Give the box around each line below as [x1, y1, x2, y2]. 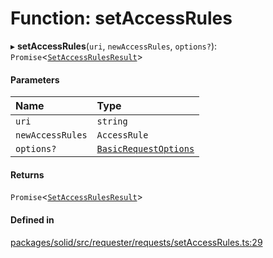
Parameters [10, 73, 60, 86]
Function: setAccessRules [10, 7, 233, 30]
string [96, 116, 128, 127]
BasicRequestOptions [96, 143, 195, 155]
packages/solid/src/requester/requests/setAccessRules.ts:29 [10, 236, 263, 248]
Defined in [10, 213, 55, 226]
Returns [10, 168, 45, 181]
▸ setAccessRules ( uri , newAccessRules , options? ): [10, 40, 218, 52]
